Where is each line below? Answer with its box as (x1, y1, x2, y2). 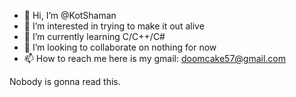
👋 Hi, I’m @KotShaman (23, 10, 117, 21)
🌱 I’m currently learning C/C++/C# (23, 31, 166, 42)
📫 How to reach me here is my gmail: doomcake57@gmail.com (23, 53, 287, 64)
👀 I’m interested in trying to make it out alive (23, 20, 205, 32)
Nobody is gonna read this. (9, 76, 121, 87)
